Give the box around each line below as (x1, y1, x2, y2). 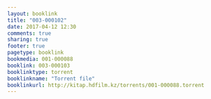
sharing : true (7, 36, 49, 43)
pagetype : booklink (7, 49, 64, 56)
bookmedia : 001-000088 (7, 56, 73, 63)
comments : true (7, 29, 52, 37)
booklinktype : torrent (7, 68, 73, 75)
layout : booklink (7, 10, 58, 17)
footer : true (7, 43, 45, 49)
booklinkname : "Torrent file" (7, 75, 96, 82)
